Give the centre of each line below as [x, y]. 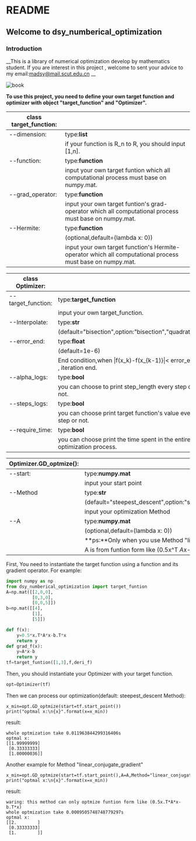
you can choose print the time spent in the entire [124, 439]
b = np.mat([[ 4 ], [24, 608]
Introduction [24, 49]
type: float [71, 341]
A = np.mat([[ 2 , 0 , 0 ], [30, 592]
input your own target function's [109, 247]
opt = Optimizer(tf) [28, 685]
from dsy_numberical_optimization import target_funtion [77, 587]
